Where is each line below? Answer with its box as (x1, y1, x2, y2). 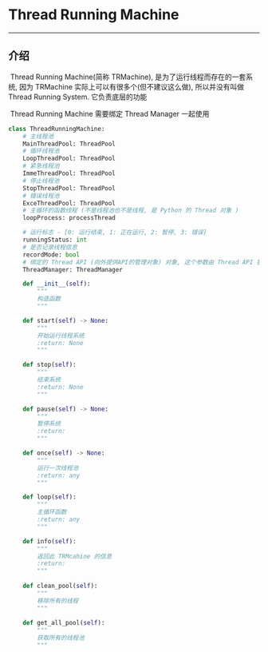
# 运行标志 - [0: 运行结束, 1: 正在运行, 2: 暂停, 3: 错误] (22, 229, 207, 237)
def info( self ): (22, 537, 77, 545)
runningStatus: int (22, 236, 88, 244)
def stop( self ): (22, 361, 77, 369)
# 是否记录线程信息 (22, 243, 78, 251)
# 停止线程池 (22, 177, 60, 185)
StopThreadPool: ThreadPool (22, 184, 116, 193)
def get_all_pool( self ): (22, 619, 105, 627)
